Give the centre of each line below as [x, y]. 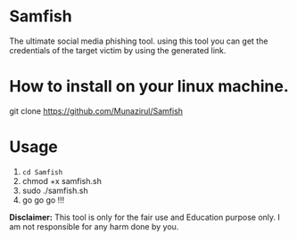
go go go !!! [43, 200]
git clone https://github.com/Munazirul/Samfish [96, 111]
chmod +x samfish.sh [62, 181]
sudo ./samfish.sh [55, 190]
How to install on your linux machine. [149, 87]
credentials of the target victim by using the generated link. [118, 50]
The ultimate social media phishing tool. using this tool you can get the [139, 41]
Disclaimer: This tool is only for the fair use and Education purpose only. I [145, 217]
